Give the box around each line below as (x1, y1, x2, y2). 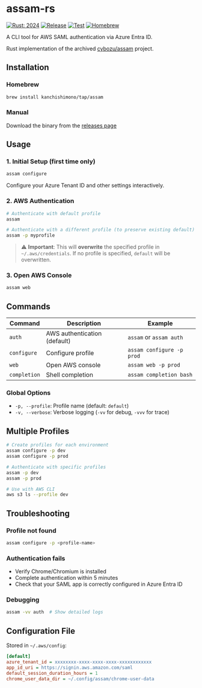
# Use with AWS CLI (6, 486, 55, 492)
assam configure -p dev (6, 448, 66, 454)
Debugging (6, 595, 40, 604)
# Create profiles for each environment (6, 442, 109, 448)
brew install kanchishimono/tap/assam (6, 94, 103, 100)
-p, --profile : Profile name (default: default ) (14, 402, 129, 410)
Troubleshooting (6, 508, 70, 519)
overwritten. (20, 256, 51, 263)
